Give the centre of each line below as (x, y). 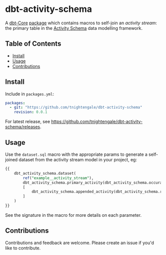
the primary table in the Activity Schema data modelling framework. (74, 28)
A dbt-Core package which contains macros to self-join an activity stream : (81, 23)
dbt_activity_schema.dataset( (45, 173)
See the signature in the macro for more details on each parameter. (73, 215)
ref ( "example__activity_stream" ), (58, 178)
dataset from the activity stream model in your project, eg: (78, 159)
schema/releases (23, 127)
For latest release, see (28, 122)
